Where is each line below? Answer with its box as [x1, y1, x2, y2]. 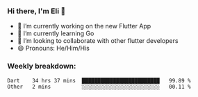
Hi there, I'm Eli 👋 [7, 6, 66, 16]
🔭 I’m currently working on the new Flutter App [17, 22, 151, 30]
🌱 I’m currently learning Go [17, 29, 94, 37]
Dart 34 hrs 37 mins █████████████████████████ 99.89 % [7, 77, 191, 84]
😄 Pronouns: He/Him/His [17, 44, 90, 53]
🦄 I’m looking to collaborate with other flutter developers [17, 37, 179, 45]
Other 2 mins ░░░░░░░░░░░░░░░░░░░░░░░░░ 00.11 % [7, 83, 191, 91]
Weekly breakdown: [7, 62, 76, 71]
